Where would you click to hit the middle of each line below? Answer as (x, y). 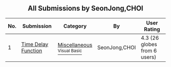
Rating (152, 29)
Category (75, 26)
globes (149, 44)
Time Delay (35, 44)
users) (149, 57)
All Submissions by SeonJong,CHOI (85, 8)
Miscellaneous (75, 44)
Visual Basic (70, 50)
